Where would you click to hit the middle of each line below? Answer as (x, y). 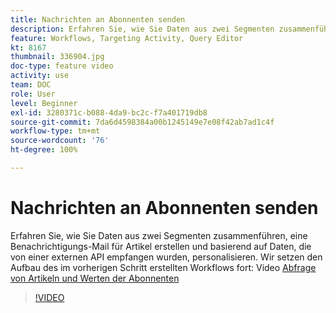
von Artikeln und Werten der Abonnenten (95, 278)
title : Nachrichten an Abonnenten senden (98, 19)
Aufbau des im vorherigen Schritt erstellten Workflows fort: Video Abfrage (163, 267)
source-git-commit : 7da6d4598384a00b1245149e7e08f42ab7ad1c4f (142, 122)
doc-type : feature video (62, 66)
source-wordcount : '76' (60, 141)
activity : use (40, 76)
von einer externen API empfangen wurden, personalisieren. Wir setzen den (166, 257)
